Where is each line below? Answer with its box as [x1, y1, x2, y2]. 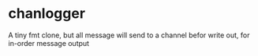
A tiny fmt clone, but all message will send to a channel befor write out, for [8, 30, 250, 40]
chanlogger [8, 5, 85, 23]
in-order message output [8, 38, 89, 47]
